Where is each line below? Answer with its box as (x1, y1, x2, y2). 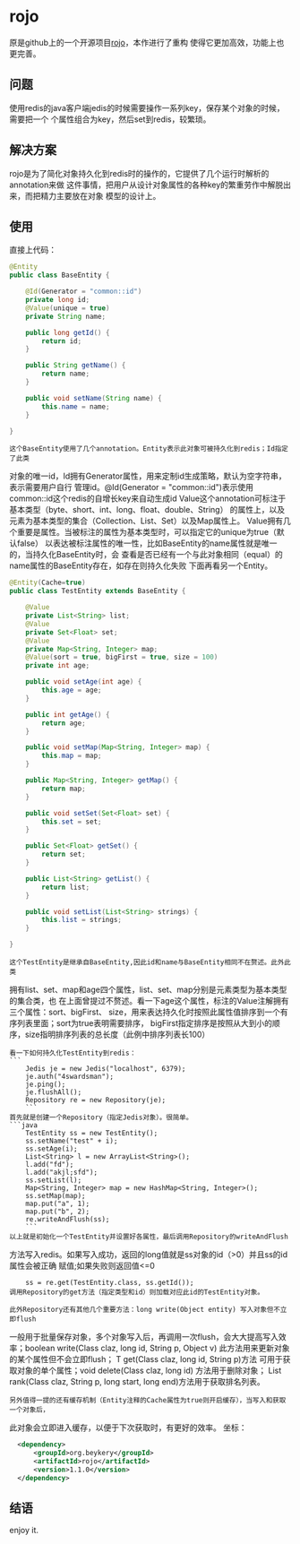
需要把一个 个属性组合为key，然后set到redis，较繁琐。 (9, 114, 211, 125)
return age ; (41, 719, 87, 728)
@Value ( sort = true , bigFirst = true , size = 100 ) (25, 652, 219, 662)
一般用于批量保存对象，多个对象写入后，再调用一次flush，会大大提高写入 (9, 1332, 279, 1341)
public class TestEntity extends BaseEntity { (9, 587, 186, 596)
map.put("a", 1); (25, 1199, 90, 1208)
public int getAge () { (25, 710, 110, 719)
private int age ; (25, 661, 90, 670)
